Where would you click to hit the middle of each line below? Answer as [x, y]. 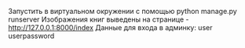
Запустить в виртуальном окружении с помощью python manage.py [122, 11]
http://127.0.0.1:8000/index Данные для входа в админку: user [110, 27]
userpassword [31, 36]
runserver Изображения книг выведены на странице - [99, 19]
